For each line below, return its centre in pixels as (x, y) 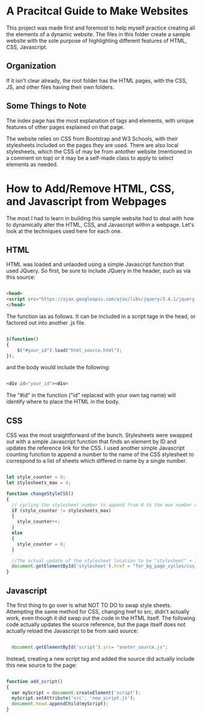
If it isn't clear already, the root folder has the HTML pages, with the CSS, (97, 80)
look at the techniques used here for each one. (64, 231)
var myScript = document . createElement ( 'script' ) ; (76, 693)
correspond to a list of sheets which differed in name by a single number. (97, 461)
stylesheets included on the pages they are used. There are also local (92, 145)
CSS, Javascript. (27, 47)
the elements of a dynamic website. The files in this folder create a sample (98, 34)
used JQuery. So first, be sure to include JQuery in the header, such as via (99, 271)
